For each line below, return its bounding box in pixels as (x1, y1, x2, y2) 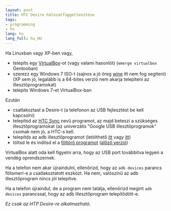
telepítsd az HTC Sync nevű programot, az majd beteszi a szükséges (12, 118, 158, 124)
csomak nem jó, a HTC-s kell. (12, 128, 75, 134)
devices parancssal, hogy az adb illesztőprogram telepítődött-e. (5, 191, 139, 197)
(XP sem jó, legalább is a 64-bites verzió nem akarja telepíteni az (12, 76, 150, 82)
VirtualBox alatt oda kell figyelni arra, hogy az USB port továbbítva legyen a (5, 149, 163, 155)
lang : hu (5, 31, 24, 36)
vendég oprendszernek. (5, 154, 56, 161)
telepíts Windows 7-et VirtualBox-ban (12, 87, 92, 93)
